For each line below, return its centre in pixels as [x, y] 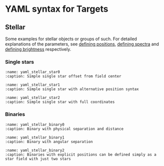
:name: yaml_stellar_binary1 [35, 137]
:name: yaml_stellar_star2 [33, 98]
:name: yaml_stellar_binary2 [35, 150]
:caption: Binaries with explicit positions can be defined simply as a [81, 154]
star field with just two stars [38, 159]
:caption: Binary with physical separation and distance [64, 129]
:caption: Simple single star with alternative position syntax [72, 89]
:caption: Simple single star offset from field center [63, 76]
